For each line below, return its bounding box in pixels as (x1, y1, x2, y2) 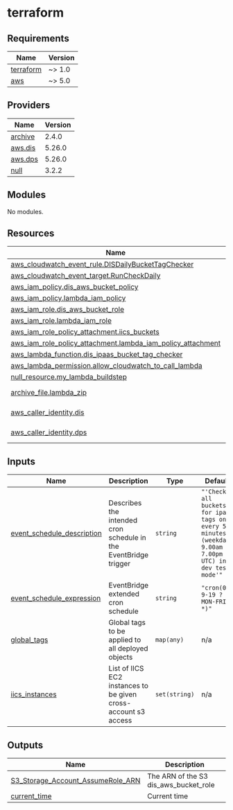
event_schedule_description (10, 529, 102, 538)
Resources (7, 227, 55, 240)
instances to (108, 681, 149, 691)
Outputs (7, 739, 44, 751)
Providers (7, 99, 51, 112)
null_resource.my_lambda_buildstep (10, 372, 127, 382)
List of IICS (108, 664, 144, 673)
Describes (108, 498, 142, 508)
